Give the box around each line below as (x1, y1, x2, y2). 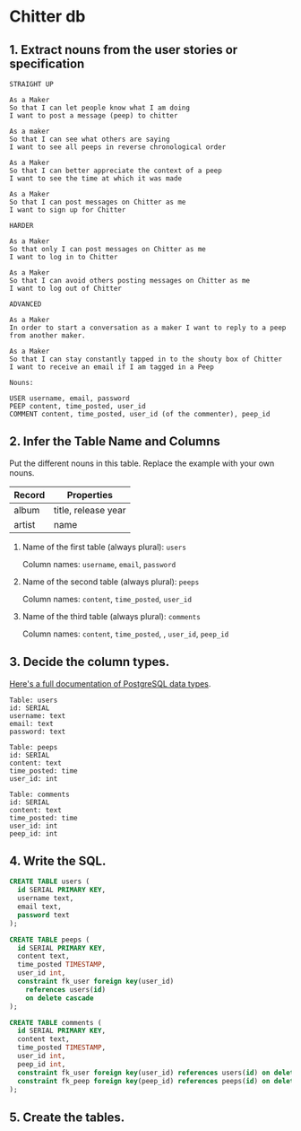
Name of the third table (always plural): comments (21, 610, 202, 621)
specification (9, 56, 85, 71)
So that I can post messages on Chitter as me (9, 197, 186, 206)
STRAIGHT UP (9, 80, 54, 89)
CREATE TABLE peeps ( (9, 935, 90, 944)
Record (13, 488, 46, 501)
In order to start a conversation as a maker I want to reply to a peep (9, 323, 287, 332)
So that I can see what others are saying (9, 135, 170, 144)
